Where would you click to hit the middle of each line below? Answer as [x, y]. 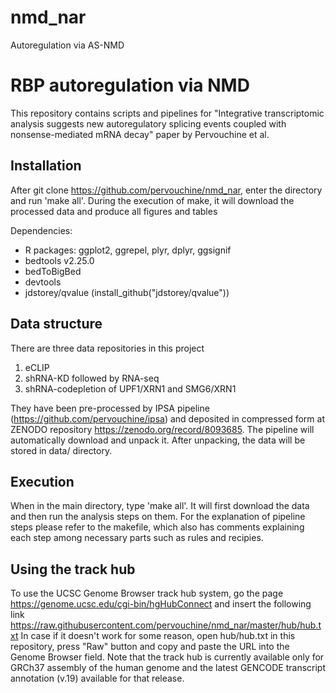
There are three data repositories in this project [107, 348]
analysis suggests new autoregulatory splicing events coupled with [148, 123]
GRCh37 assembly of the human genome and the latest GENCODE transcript [168, 668]
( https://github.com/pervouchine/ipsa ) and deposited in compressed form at [167, 418]
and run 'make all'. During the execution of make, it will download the [152, 200]
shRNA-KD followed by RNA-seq [92, 378]
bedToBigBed [53, 271]
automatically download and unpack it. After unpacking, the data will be [158, 440]
